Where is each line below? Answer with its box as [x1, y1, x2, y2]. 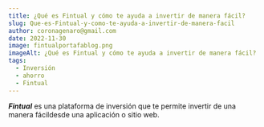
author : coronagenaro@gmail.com [8, 27, 116, 35]
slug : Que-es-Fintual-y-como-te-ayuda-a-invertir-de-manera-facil [8, 19, 235, 27]
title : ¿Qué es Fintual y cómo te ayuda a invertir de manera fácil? [8, 11, 246, 20]
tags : [8, 57, 26, 65]
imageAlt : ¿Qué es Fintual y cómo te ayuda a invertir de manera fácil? [8, 49, 257, 57]
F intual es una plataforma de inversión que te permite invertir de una [8, 101, 237, 111]
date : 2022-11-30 [8, 34, 67, 43]
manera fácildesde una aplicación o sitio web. [8, 109, 160, 119]
